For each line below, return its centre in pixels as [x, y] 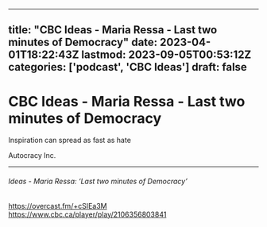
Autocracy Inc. [32, 156]
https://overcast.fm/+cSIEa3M [58, 206]
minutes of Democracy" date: [83, 42]
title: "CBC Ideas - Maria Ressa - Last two [113, 30]
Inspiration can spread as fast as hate [70, 140]
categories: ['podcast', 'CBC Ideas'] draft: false [128, 67]
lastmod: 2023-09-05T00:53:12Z [166, 55]
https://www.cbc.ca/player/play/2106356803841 [87, 214]
